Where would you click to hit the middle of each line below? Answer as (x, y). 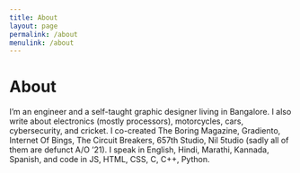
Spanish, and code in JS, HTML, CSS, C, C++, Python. (110, 160)
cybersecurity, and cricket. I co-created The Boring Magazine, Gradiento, (145, 131)
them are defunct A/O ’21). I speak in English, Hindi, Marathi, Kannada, (139, 150)
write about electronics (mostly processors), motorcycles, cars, (127, 121)
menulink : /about (42, 43)
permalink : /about (44, 34)
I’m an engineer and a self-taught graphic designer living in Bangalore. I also (150, 112)
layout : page (34, 26)
